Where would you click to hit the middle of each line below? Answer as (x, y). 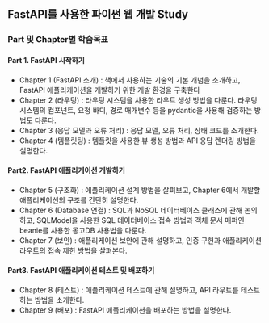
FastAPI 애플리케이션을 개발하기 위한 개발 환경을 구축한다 (109, 90)
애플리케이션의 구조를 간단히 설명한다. (79, 199)
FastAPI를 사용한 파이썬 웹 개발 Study (98, 15)
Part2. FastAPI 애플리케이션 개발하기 (67, 170)
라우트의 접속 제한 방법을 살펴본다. (73, 250)
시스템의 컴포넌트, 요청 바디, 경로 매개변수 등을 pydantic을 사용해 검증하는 (136, 110)
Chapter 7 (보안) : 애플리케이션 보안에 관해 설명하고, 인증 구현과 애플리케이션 (140, 240)
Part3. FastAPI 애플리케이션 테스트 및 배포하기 (81, 271)
